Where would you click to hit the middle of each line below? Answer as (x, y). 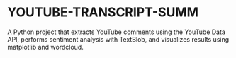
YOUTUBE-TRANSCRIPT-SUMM (103, 12)
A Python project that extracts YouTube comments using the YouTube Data (116, 32)
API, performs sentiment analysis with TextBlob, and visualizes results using (118, 39)
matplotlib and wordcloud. (45, 47)
